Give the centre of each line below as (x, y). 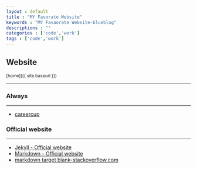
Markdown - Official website (49, 154)
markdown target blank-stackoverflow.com (67, 160)
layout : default (27, 11)
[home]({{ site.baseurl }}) (32, 76)
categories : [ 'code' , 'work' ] (43, 33)
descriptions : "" (28, 28)
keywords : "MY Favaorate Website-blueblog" (61, 22)
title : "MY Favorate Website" (44, 17)
